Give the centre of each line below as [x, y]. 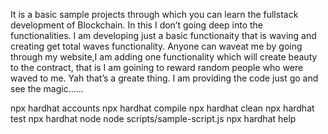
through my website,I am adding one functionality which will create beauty [164, 57]
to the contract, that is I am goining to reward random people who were [157, 67]
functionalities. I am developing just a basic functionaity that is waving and [163, 35]
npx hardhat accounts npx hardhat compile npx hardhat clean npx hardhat [162, 108]
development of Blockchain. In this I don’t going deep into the [136, 25]
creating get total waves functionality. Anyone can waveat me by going [156, 46]
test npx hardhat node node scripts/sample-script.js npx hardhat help [153, 118]
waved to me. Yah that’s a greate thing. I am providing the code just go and [164, 78]
